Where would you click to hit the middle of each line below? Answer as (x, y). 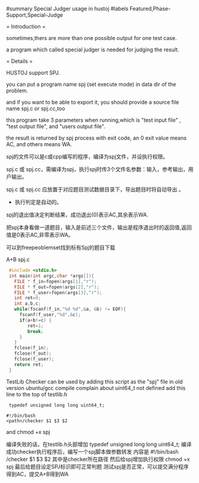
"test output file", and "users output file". (56, 126)
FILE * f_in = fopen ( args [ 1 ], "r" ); (55, 281)
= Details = (20, 61)
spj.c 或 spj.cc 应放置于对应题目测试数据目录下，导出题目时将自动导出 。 (95, 189)
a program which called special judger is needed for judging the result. (93, 49)
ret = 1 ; (36, 326)
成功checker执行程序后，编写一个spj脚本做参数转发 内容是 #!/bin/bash (92, 451)
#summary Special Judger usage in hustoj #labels (67, 9)
